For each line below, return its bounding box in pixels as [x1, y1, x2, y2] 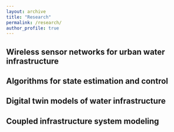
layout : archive [6, 8, 46, 15]
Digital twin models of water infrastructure [6, 96, 166, 106]
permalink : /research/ [6, 19, 62, 25]
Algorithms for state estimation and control [6, 76, 168, 86]
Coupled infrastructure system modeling [6, 116, 159, 126]
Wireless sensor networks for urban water [6, 47, 165, 57]
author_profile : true [6, 25, 60, 31]
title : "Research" [6, 14, 51, 20]
